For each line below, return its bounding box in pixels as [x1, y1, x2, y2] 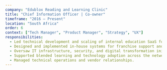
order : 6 [5, 26, 23, 31]
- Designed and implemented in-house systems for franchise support [9, 44, 155, 49]
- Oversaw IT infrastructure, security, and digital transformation [9, 48, 155, 53]
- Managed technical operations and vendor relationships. [9, 58, 135, 63]
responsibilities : [5, 35, 43, 40]
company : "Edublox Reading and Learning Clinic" [5, 7, 108, 12]
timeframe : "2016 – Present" [5, 16, 66, 21]
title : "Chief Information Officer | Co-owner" [5, 12, 106, 17]
